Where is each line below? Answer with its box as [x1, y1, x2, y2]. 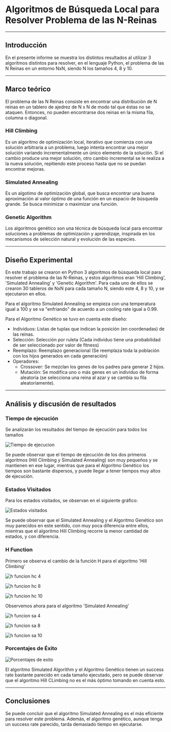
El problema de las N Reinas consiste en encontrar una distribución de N [5, 98, 157, 104]
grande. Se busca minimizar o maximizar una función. [5, 201, 118, 207]
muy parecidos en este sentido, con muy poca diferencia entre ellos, [5, 523, 149, 529]
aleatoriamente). [20, 380, 55, 386]
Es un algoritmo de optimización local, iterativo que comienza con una [5, 139, 153, 145]
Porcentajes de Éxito [5, 645, 58, 652]
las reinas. [12, 331, 35, 337]
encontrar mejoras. [5, 166, 45, 172]
